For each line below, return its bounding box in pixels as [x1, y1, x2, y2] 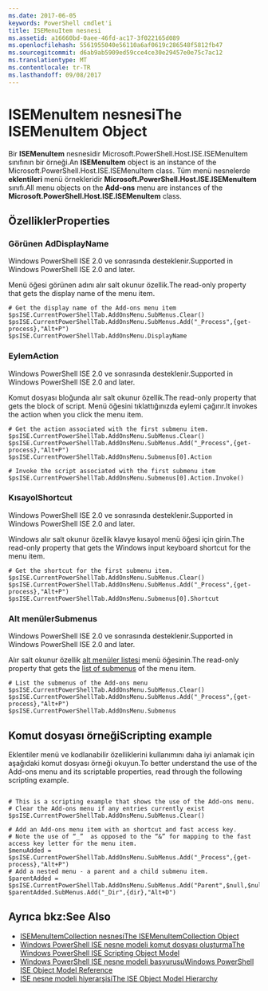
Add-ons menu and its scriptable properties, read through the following [8, 767, 242, 776]
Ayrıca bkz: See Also [8, 910, 112, 924]
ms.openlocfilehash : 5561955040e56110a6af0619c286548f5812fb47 [8, 41, 223, 49]
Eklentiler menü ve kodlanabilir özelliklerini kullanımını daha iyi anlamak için [8, 749, 255, 759]
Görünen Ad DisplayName [8, 238, 109, 249]
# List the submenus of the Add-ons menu [8, 679, 148, 687]
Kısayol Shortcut [8, 492, 73, 503]
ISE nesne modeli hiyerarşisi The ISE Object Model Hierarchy [19, 973, 218, 983]
